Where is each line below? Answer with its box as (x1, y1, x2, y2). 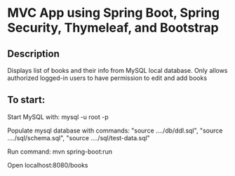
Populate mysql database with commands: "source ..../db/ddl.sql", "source (7, 126, 223, 135)
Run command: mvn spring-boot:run (7, 147, 113, 156)
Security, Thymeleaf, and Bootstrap (7, 20, 219, 36)
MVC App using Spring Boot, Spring (7, 5, 220, 21)
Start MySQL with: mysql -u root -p (7, 112, 109, 121)
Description (7, 48, 60, 60)
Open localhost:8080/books (7, 161, 88, 169)
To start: (7, 94, 46, 106)
